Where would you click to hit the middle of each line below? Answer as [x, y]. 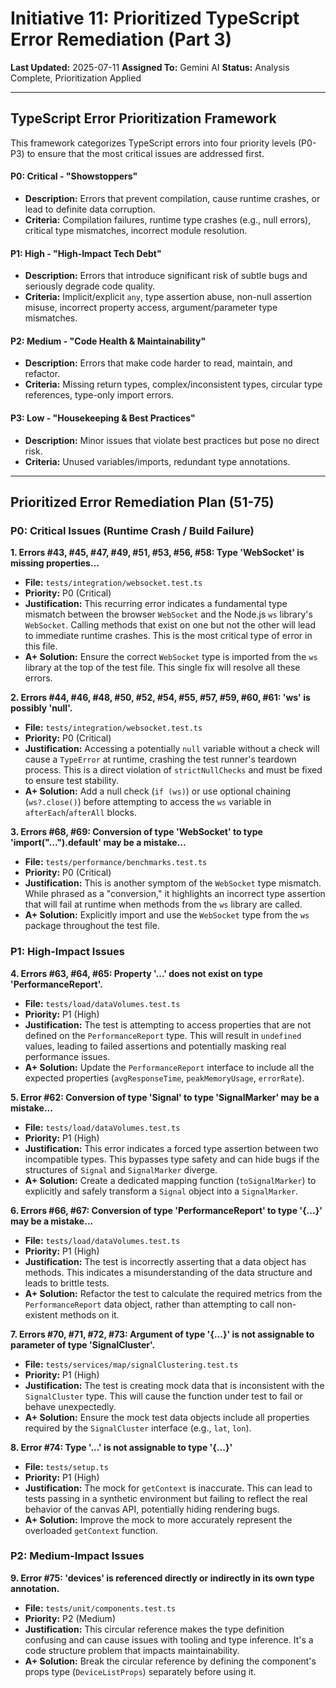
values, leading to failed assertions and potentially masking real [155, 1046]
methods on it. [89, 1314]
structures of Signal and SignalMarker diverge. [121, 1169]
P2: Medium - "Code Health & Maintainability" [108, 341]
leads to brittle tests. [67, 1283]
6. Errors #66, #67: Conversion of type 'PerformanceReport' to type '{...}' [166, 1210]
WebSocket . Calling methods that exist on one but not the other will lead [170, 625]
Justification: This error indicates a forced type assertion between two [171, 1148]
